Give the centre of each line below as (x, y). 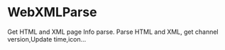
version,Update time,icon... (47, 39)
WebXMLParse (52, 12)
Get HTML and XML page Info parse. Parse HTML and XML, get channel (113, 32)
